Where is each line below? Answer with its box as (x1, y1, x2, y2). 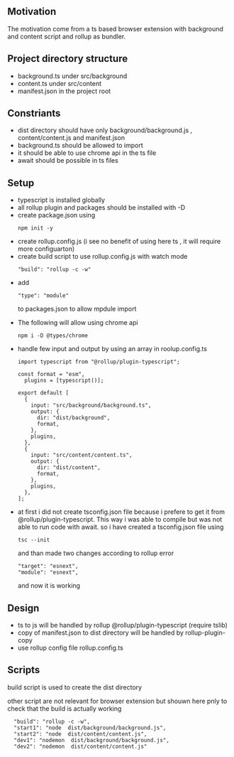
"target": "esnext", (17, 563, 79, 570)
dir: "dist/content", (36, 464, 101, 471)
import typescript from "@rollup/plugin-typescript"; (17, 358, 180, 365)
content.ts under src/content (17, 79, 101, 87)
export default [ (17, 390, 69, 397)
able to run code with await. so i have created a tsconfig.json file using (17, 522, 224, 532)
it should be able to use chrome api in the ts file (17, 149, 157, 157)
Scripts (7, 664, 40, 676)
